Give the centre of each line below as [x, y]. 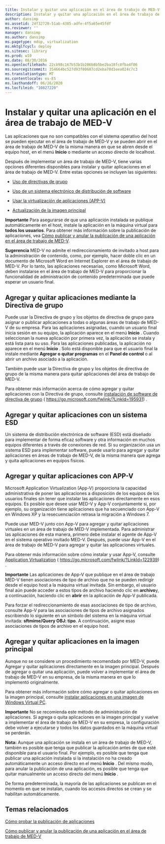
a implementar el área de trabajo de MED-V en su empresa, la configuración [82, 722]
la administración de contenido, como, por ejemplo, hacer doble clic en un [81, 256]
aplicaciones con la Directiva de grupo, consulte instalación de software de [81, 394]
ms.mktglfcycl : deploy [28, 46]
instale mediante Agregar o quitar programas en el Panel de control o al [79, 354]
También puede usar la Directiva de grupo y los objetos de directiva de [77, 369]
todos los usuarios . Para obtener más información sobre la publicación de [81, 231]
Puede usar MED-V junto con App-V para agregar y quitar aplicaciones [77, 523]
